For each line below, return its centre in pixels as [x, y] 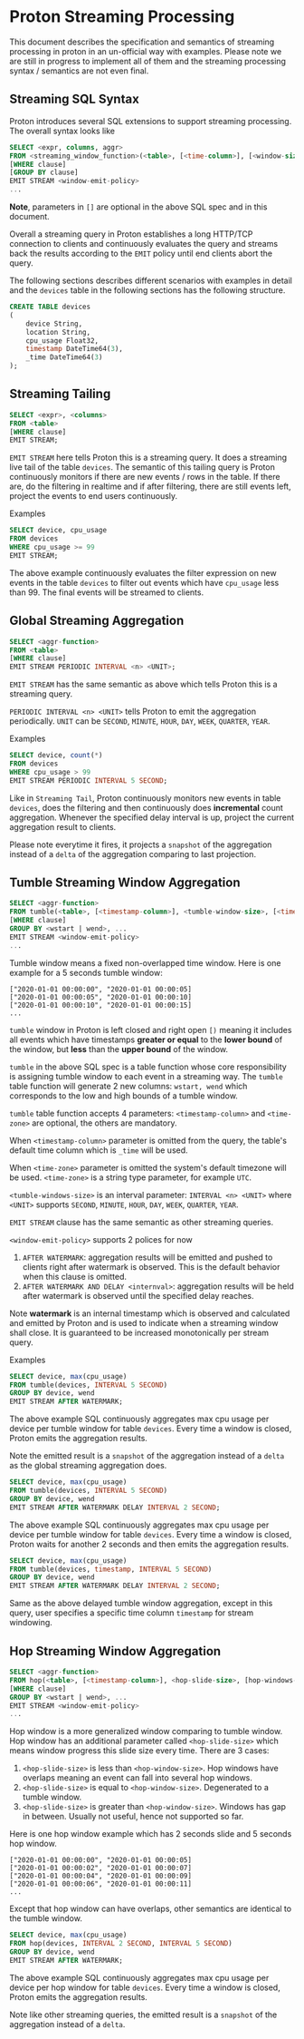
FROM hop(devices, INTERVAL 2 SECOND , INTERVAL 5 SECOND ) [121, 1944]
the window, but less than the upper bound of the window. [119, 1049]
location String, [58, 332]
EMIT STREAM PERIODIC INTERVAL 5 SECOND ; [89, 780]
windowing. [31, 1623]
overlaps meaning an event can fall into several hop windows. [138, 1778]
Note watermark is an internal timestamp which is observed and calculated [150, 1313]
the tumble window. [46, 1918]
